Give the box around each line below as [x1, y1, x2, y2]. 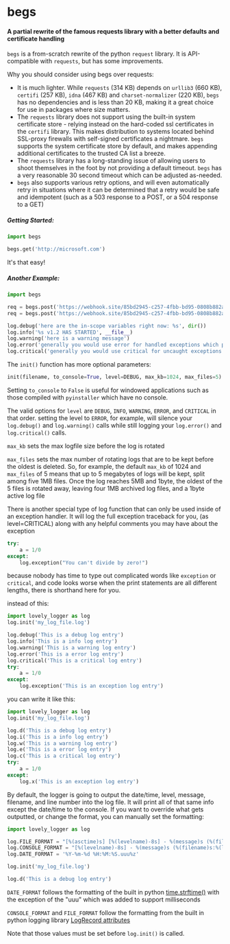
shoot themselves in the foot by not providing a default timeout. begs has [16, 164, 222, 172]
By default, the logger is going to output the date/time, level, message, [7, 790, 206, 798]
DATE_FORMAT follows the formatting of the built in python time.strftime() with [7, 888, 220, 896]
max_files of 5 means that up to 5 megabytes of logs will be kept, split [7, 470, 205, 478]
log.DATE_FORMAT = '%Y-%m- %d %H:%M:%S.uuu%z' [7, 851, 139, 858]
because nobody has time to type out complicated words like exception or [7, 571, 216, 580]
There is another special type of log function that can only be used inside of [7, 505, 221, 513]
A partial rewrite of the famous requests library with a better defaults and [7, 27, 220, 35]
